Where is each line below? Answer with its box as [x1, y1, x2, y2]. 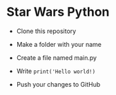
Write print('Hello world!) [16, 67, 96, 75]
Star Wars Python [6, 4, 110, 20]
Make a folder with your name [16, 40, 101, 48]
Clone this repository [16, 27, 77, 35]
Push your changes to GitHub [16, 80, 101, 88]
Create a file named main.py [16, 53, 97, 62]
